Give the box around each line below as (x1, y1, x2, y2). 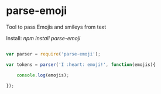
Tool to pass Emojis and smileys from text (6, 23, 107, 30)
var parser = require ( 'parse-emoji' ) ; (6, 51, 101, 57)
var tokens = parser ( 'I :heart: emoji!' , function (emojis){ (6, 61, 156, 68)
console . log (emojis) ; (16, 72, 69, 78)
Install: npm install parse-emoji (6, 34, 81, 41)
